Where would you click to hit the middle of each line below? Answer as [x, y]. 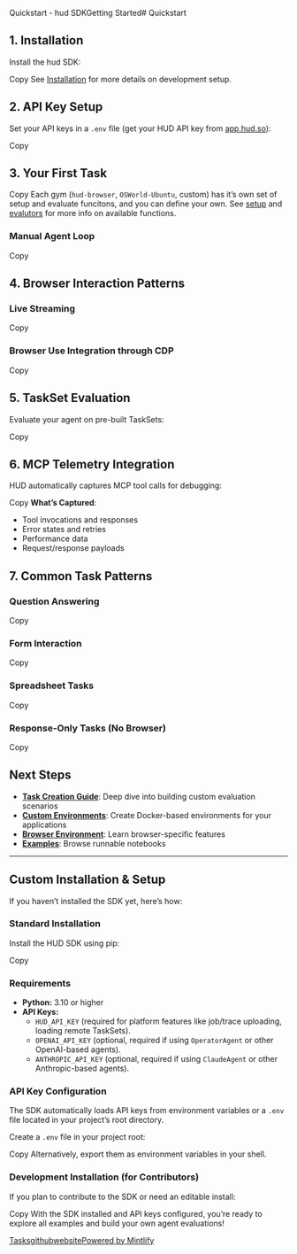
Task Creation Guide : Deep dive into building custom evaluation [139, 796]
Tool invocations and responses [80, 520]
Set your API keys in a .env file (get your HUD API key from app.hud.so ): [140, 128]
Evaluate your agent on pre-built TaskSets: [87, 419]
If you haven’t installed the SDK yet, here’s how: [96, 901]
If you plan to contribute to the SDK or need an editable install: [122, 1196]
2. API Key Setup [56, 107]
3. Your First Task [58, 173]
